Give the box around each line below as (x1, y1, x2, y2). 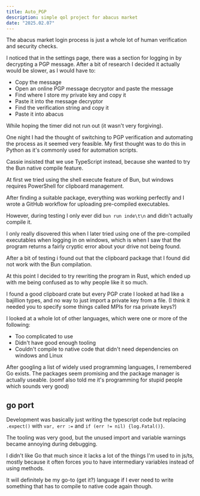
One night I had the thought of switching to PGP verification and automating (6, 134, 193, 141)
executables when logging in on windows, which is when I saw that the (6, 236, 181, 244)
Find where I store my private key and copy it (14, 91, 126, 99)
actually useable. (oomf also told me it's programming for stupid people (6, 376, 183, 384)
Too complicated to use (14, 333, 74, 340)
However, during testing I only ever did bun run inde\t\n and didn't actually (6, 212, 193, 220)
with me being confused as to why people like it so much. (6, 279, 149, 286)
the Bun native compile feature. (6, 164, 84, 172)
